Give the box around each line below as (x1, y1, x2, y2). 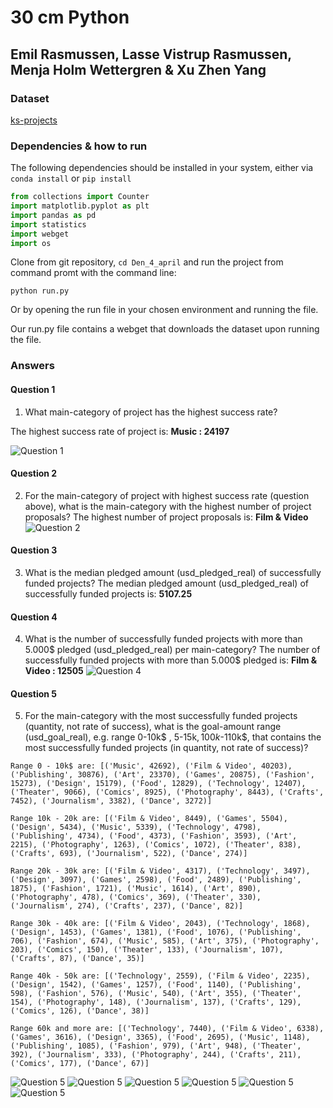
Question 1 (10, 383, 56, 395)
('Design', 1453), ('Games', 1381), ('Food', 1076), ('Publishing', (10, 927, 302, 938)
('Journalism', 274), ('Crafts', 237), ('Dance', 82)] (10, 901, 244, 911)
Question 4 (10, 611, 58, 623)
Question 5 (10, 687, 58, 700)
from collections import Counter (10, 192, 150, 202)
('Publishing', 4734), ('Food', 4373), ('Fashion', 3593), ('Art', (10, 831, 298, 841)
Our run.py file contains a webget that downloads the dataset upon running (10, 323, 320, 335)
